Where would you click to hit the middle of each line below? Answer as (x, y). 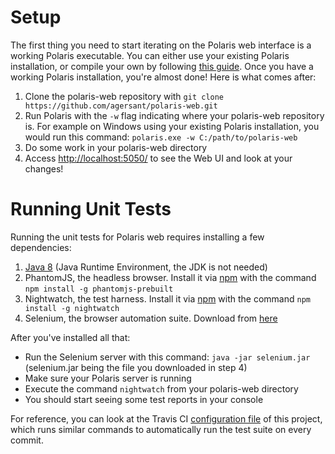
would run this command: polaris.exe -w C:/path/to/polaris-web (161, 137)
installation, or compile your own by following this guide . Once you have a (162, 66)
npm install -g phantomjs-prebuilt (99, 289)
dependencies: (41, 247)
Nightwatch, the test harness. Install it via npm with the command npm (167, 298)
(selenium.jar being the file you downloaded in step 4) (136, 367)
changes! (44, 168)
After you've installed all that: (70, 337)
